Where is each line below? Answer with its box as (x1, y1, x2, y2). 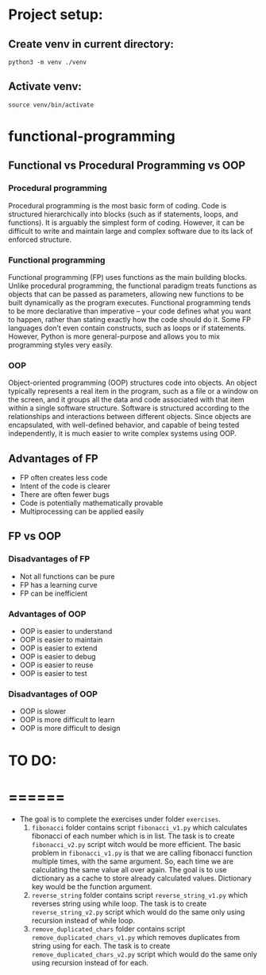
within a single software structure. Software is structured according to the (8, 403, 250, 413)
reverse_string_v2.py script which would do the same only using (31, 907, 245, 916)
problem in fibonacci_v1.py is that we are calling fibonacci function (31, 848, 253, 857)
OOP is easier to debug (19, 652, 97, 662)
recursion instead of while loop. (31, 915, 135, 925)
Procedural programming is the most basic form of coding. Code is (8, 200, 227, 210)
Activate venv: (8, 80, 82, 93)
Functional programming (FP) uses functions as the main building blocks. (8, 272, 248, 282)
